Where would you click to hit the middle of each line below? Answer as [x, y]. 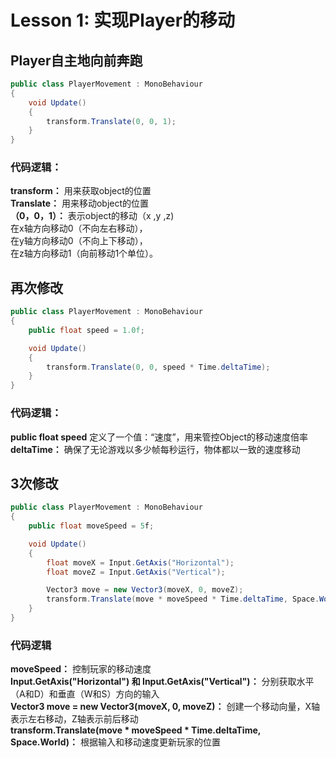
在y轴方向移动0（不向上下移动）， [79, 241]
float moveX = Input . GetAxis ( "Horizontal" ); [140, 562]
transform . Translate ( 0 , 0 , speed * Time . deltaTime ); [158, 367]
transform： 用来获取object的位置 [81, 191]
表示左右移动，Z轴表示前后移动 [74, 719]
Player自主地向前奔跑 [76, 60]
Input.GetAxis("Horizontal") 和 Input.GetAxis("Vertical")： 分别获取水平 [162, 682]
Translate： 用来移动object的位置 [80, 203]
